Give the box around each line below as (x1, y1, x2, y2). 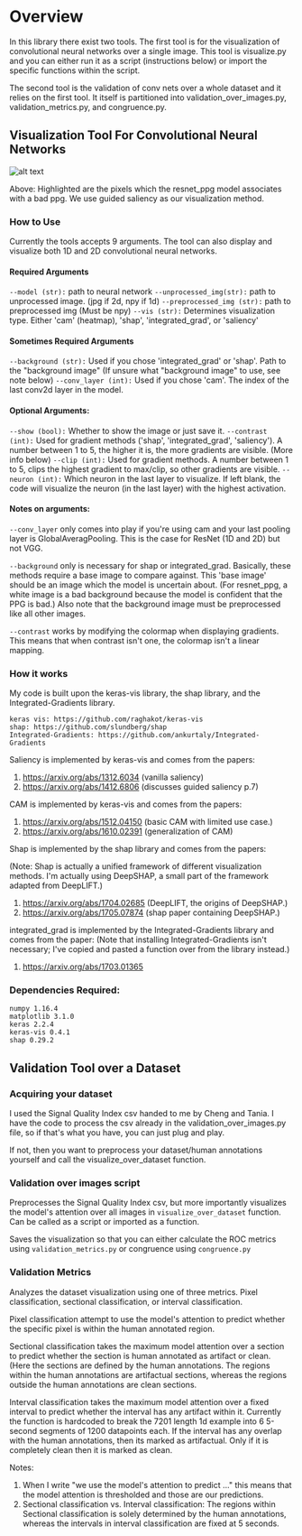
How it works (9, 667, 69, 680)
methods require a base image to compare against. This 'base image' (9, 569, 267, 580)
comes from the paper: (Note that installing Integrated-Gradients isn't (9, 934, 268, 945)
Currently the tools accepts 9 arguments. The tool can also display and (9, 236, 273, 247)
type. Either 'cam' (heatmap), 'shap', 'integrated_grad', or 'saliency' (9, 315, 259, 326)
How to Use (9, 215, 61, 227)
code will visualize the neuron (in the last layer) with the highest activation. (9, 483, 287, 494)
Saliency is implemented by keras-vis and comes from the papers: (9, 754, 255, 765)
